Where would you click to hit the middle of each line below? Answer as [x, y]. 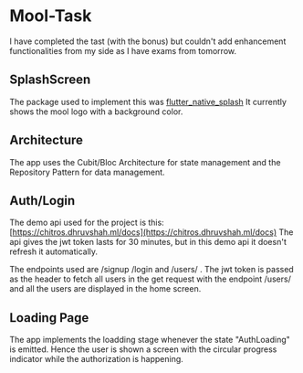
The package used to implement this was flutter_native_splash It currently [148, 101]
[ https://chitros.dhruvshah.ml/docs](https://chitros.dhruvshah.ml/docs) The [151, 232]
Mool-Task [51, 16]
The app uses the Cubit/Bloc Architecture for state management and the [145, 162]
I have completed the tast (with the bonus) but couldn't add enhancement [148, 41]
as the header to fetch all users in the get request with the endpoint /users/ [151, 279]
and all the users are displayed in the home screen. [105, 289]
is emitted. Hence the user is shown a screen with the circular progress [143, 349]
